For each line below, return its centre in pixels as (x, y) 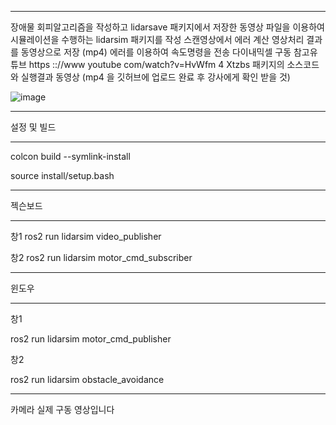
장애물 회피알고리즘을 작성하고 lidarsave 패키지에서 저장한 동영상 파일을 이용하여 (167, 27)
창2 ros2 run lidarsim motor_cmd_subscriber (101, 257)
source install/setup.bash (62, 175)
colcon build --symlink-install (70, 156)
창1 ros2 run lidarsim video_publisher (86, 236)
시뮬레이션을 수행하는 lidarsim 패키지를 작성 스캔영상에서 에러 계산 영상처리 (157, 39)
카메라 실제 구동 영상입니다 (62, 409)
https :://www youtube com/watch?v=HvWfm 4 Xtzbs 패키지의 (156, 64)
